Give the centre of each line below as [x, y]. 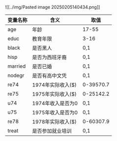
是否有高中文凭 [50, 76]
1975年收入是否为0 [55, 113]
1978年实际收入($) [55, 122]
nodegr [16, 75]
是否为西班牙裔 [50, 57]
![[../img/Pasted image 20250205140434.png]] [53, 7]
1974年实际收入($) [55, 85]
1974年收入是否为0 [55, 103]
